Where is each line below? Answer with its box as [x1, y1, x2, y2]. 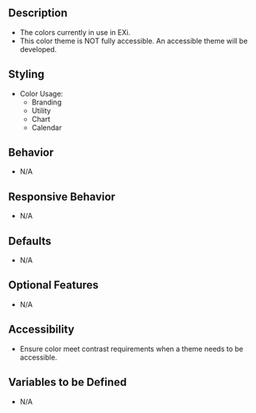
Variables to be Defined [8, 376, 127, 389]
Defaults [8, 234, 52, 248]
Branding [31, 97, 62, 107]
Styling [8, 68, 45, 81]
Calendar [31, 123, 62, 132]
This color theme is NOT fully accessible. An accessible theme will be [19, 36, 248, 45]
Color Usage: [19, 88, 64, 98]
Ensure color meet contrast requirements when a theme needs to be [19, 344, 244, 353]
